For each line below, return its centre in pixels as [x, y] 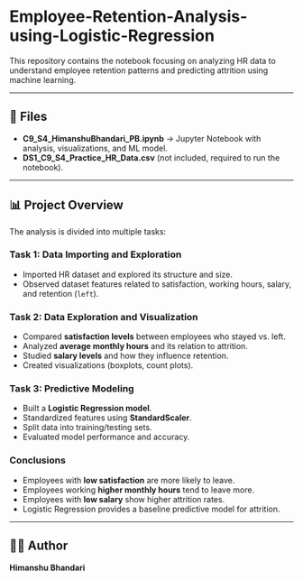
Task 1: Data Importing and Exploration [96, 254]
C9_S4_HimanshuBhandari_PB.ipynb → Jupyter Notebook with [142, 138]
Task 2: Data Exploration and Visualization [104, 317]
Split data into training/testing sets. [87, 428]
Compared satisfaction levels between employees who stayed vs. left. [154, 336]
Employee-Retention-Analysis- [129, 17]
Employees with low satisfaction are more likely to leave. [129, 480]
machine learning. [43, 79]
